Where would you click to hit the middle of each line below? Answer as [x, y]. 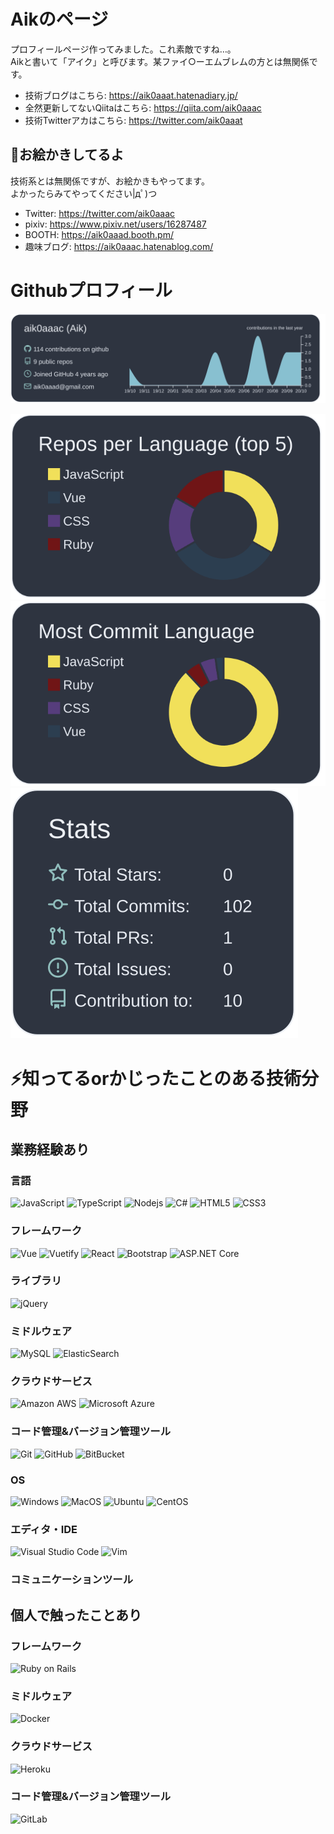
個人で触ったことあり [76, 1615]
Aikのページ [59, 19]
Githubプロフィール [91, 290]
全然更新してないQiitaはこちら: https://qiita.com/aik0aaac [143, 107]
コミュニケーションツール [71, 1580]
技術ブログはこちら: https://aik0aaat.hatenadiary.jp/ [131, 95]
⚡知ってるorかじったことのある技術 [156, 1078]
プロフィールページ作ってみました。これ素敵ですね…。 [123, 49]
